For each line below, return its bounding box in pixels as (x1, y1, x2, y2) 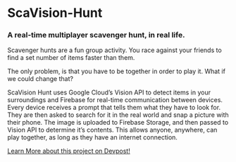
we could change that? (7, 75, 74, 83)
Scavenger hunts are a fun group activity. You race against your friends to (7, 46, 222, 54)
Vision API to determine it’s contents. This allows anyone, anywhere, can (7, 125, 218, 135)
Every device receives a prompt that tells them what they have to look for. (7, 104, 221, 112)
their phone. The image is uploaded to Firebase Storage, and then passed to (7, 118, 229, 127)
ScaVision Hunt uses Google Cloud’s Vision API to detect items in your (7, 88, 211, 96)
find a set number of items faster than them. (7, 54, 135, 62)
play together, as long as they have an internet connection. (7, 133, 178, 142)
